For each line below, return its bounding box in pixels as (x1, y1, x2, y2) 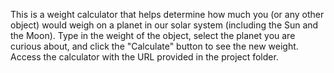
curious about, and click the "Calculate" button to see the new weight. (10, 40, 299, 52)
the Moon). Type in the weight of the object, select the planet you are (10, 30, 296, 41)
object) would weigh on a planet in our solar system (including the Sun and (10, 19, 319, 31)
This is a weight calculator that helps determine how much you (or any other (10, 9, 325, 20)
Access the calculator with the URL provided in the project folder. (10, 51, 279, 63)
